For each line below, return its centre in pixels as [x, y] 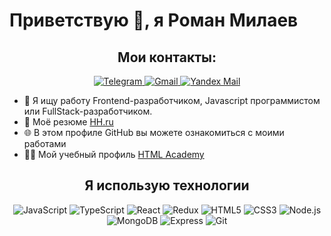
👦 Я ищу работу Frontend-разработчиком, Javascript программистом [172, 100]
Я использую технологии [167, 185]
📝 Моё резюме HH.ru [68, 122]
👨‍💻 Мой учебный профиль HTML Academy [114, 154]
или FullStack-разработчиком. [88, 111]
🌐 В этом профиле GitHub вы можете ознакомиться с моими [154, 132]
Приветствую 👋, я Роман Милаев [154, 20]
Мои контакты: [167, 57]
